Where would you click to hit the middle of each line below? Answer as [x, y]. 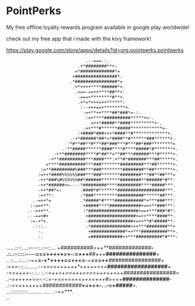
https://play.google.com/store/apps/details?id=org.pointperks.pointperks [95, 50]
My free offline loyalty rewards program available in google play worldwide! [98, 27]
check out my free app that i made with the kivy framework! [79, 38]
